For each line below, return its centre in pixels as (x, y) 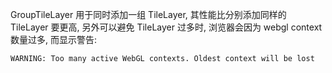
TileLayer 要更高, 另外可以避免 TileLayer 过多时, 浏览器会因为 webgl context (166, 27)
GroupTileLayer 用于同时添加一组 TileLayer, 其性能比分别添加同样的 (148, 14)
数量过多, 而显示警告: (54, 39)
